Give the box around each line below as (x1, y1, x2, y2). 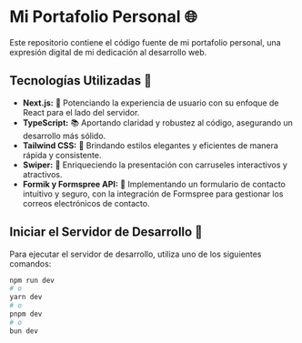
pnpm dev (9, 309, 43, 319)
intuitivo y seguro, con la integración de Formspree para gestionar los (22, 188, 284, 199)
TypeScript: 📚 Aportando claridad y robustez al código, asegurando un (22, 116, 294, 128)
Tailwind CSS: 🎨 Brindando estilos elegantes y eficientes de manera (22, 139, 279, 151)
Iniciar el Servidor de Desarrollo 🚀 (9, 225, 203, 240)
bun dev (9, 326, 39, 336)
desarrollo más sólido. (22, 130, 106, 141)
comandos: (9, 257, 52, 269)
